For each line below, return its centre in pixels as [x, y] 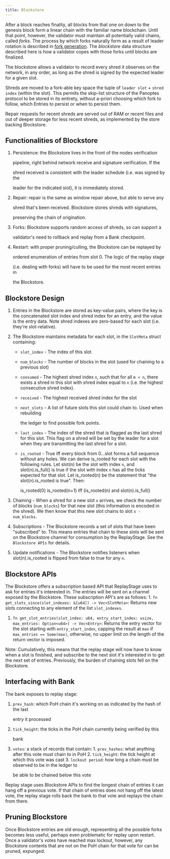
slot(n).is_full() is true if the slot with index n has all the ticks [82, 470]
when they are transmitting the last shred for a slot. [74, 444]
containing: [24, 342]
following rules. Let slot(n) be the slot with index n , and [77, 464]
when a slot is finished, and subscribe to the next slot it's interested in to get [85, 655]
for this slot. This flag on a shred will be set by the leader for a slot [89, 438]
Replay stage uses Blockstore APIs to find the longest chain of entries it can [84, 785]
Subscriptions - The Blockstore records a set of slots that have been [84, 527]
